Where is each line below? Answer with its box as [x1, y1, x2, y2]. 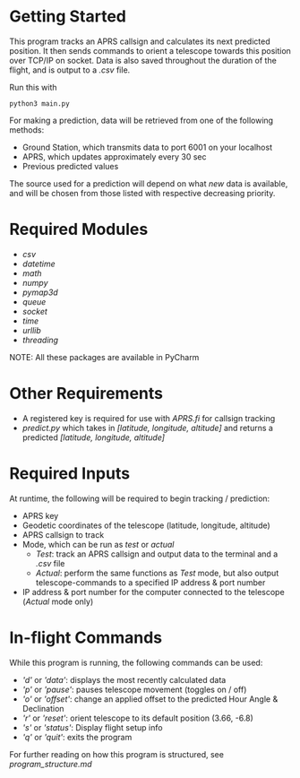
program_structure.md [9, 758, 92, 769]
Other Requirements [9, 384, 164, 404]
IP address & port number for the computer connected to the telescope [21, 586, 285, 597]
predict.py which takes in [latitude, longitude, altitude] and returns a [21, 422, 273, 433]
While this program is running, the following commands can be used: [9, 657, 263, 668]
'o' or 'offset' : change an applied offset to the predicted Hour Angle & [21, 693, 279, 705]
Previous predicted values [21, 160, 119, 171]
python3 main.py [9, 99, 70, 108]
